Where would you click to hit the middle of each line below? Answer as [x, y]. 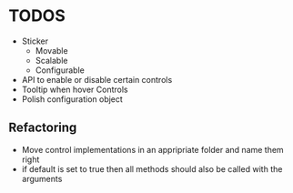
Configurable [60, 70]
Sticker [35, 41]
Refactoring [43, 128]
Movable [52, 50]
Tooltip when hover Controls [75, 89]
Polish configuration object [72, 99]
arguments [42, 178]
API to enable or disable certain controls [97, 79]
